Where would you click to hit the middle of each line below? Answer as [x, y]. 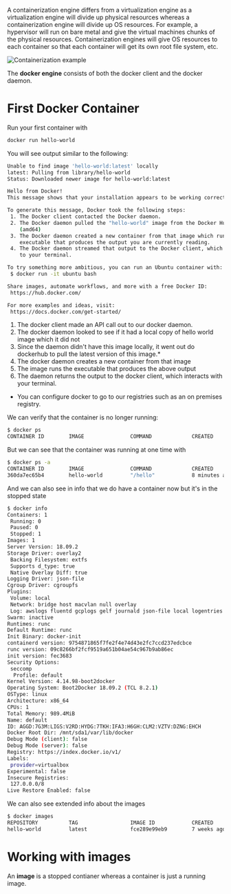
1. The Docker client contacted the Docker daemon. [86, 217]
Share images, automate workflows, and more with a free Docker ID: [107, 286]
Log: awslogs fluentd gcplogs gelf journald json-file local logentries [117, 611]
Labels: [18, 758]
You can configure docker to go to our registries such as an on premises [119, 397]
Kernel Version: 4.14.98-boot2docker [61, 682]
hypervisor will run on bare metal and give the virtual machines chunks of [111, 32]
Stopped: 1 [25, 534]
